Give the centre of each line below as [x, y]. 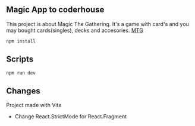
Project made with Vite [34, 105]
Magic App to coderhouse [55, 10]
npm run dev [21, 73]
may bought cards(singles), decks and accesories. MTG [75, 30]
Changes [23, 91]
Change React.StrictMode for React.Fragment [71, 117]
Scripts [20, 59]
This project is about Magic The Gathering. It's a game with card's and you [97, 24]
